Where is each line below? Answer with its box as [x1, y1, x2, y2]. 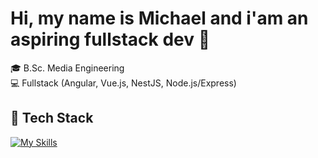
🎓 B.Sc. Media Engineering [10, 62, 125, 74]
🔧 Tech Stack [10, 110, 94, 127]
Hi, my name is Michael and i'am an [10, 7, 309, 30]
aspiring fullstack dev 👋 [10, 28, 211, 51]
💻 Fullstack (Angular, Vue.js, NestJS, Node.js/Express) [10, 77, 237, 89]
